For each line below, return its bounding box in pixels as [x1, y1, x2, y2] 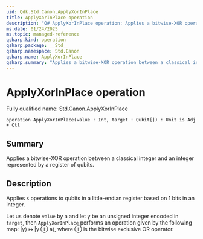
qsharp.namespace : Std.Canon [6, 48, 80, 54]
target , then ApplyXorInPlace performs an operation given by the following [6, 219, 192, 226]
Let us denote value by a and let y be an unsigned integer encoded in [6, 212, 179, 220]
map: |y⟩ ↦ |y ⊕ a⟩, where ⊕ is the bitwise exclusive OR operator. [6, 226, 174, 233]
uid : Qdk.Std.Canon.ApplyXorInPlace [6, 8, 98, 15]
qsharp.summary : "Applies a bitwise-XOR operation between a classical [6, 59, 190, 65]
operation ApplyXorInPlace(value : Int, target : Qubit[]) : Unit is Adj [6, 117, 196, 123]
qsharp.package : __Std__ [6, 43, 69, 49]
